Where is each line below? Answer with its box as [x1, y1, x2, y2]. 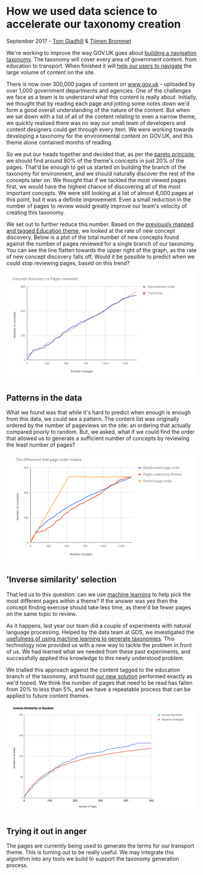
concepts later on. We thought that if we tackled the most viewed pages [6, 176, 187, 183]
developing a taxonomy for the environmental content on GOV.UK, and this [6, 132, 193, 140]
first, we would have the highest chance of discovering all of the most [6, 183, 181, 190]
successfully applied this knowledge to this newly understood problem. [6, 654, 185, 662]
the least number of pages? [6, 441, 75, 448]
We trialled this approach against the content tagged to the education [6, 666, 181, 673]
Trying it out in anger [6, 826, 87, 837]
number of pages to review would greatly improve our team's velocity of [6, 202, 187, 210]
